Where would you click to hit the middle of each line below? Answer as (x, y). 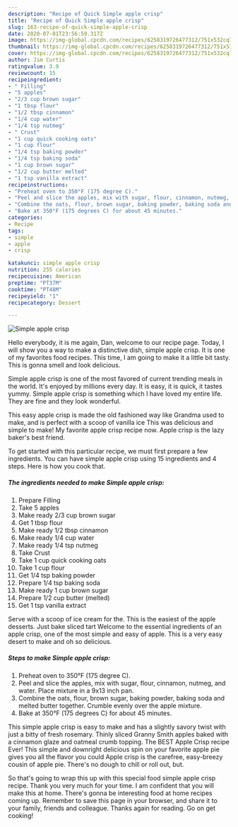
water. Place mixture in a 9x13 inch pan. (76, 691)
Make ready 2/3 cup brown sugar (67, 515)
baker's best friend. (37, 438)
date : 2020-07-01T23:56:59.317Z (55, 34)
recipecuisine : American (44, 276)
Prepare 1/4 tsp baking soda (59, 583)
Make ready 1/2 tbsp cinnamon (63, 530)
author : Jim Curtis (37, 60)
